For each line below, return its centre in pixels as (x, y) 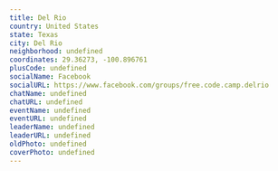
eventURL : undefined (48, 119)
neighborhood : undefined (56, 52)
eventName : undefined (50, 110)
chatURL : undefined (46, 102)
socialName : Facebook (50, 77)
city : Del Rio (36, 43)
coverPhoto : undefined (52, 152)
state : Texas (34, 34)
